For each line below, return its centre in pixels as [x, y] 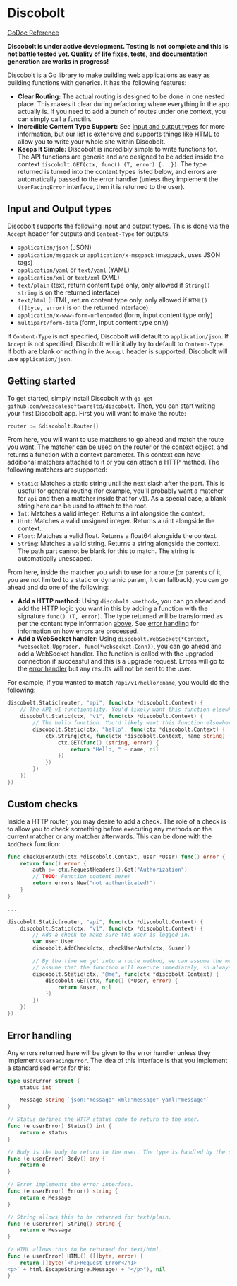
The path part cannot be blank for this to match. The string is [106, 551]
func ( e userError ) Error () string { [63, 1191]
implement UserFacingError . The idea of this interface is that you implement [117, 1060]
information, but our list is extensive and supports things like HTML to [119, 134]
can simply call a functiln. [54, 119]
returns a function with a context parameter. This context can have [104, 455]
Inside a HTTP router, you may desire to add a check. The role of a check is [117, 821]
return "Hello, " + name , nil [115, 749]
